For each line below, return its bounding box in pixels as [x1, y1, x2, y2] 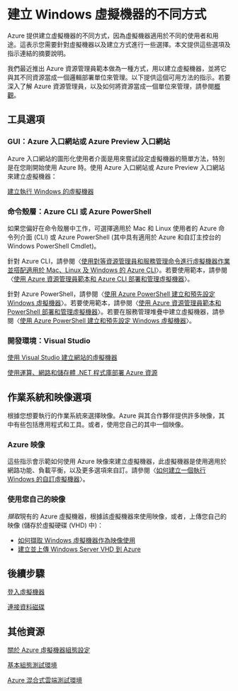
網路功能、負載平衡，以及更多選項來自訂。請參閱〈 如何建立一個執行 [7, 466, 206, 474]
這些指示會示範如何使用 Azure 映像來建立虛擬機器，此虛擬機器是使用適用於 [7, 457, 227, 466]
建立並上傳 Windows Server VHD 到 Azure [17, 545, 142, 553]
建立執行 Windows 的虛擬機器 [7, 187, 94, 195]
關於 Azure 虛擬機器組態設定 [7, 646, 91, 654]
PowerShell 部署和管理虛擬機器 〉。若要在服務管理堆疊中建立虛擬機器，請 [7, 307, 219, 316]
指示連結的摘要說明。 [7, 49, 69, 58]
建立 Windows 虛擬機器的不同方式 [7, 6, 207, 23]
